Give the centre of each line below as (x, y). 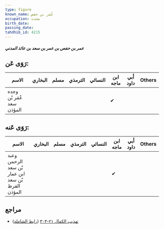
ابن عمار (16, 174)
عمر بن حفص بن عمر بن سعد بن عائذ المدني (45, 48)
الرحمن (15, 161)
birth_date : (17, 23)
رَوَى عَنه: (17, 127)
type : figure (18, 10)
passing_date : (20, 28)
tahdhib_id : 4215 (23, 32)
